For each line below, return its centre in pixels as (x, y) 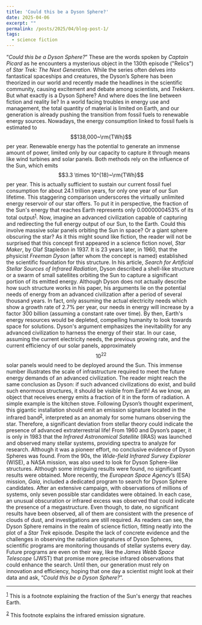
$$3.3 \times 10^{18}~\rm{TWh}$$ (101, 175)
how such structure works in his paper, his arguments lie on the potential (96, 287)
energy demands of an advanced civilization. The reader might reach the (96, 378)
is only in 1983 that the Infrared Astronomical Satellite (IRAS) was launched (99, 436)
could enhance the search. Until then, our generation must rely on (88, 565)
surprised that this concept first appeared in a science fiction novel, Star (96, 243)
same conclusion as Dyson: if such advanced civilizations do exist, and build (101, 385)
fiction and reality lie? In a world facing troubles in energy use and (88, 102)
